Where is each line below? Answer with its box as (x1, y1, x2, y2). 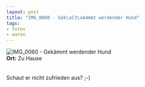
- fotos (6, 26, 26, 32)
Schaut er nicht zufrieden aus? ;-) (6, 74, 91, 82)
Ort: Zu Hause (6, 55, 42, 62)
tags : (6, 20, 20, 26)
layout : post (6, 9, 39, 15)
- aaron (6, 32, 26, 38)
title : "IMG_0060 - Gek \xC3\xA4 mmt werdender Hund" (6, 15, 140, 21)
